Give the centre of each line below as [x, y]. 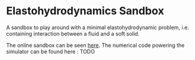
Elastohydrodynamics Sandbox [85, 11]
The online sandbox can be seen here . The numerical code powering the [95, 45]
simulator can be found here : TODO [51, 51]
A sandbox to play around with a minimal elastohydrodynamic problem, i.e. [98, 27]
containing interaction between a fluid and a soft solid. [73, 33]
